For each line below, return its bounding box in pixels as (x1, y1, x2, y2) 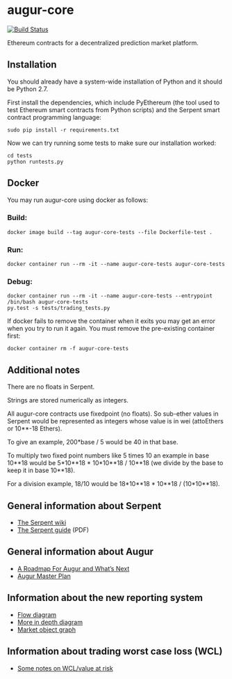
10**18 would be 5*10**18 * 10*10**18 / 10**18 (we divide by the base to (7, 459, 224, 467)
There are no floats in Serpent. (7, 382, 95, 391)
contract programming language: (7, 113, 102, 121)
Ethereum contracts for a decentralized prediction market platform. (7, 38, 199, 47)
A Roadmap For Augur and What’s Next (17, 564, 130, 572)
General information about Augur (7, 546, 154, 558)
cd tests (7, 152, 33, 159)
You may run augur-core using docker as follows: (7, 196, 148, 204)
